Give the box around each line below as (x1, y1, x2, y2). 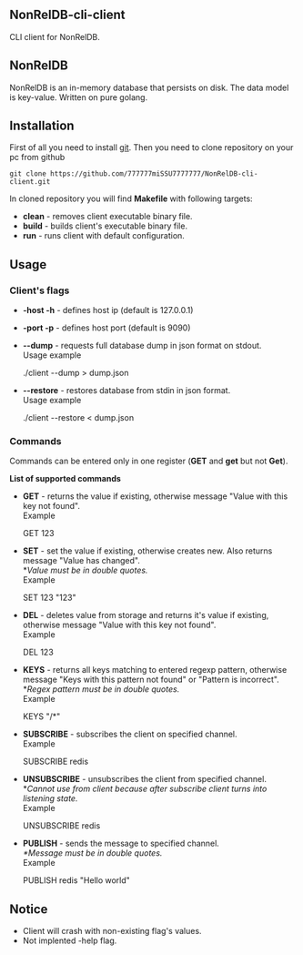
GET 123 (22, 528, 55, 539)
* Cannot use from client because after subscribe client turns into (22, 783, 268, 795)
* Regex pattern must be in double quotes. (22, 684, 180, 695)
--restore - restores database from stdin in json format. (22, 385, 231, 396)
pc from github (9, 152, 66, 163)
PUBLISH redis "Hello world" (22, 875, 130, 886)
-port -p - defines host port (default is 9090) (22, 322, 191, 333)
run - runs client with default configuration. (22, 230, 185, 241)
